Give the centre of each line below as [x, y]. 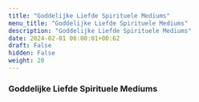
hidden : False [32, 53]
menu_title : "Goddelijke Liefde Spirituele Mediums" [98, 23]
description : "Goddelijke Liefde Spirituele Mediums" [100, 31]
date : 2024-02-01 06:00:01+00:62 [64, 38]
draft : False [30, 46]
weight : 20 [26, 61]
